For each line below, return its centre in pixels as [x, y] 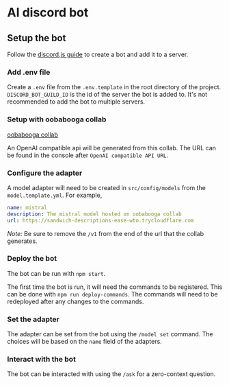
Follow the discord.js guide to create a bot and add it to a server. [98, 54]
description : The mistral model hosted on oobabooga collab [95, 214]
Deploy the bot [32, 259]
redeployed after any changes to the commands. [76, 301]
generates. [22, 241]
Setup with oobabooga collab [57, 119]
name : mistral [27, 207]
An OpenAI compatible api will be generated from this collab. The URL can [112, 148]
